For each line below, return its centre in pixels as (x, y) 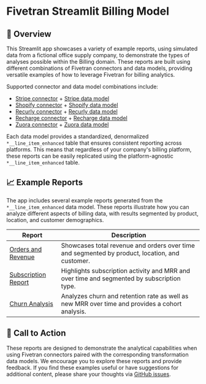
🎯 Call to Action (36, 333)
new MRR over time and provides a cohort (121, 304)
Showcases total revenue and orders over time (128, 245)
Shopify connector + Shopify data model (67, 105)
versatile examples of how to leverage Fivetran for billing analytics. (91, 75)
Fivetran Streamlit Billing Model (88, 11)
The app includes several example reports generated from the (85, 200)
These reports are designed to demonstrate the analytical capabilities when (102, 348)
